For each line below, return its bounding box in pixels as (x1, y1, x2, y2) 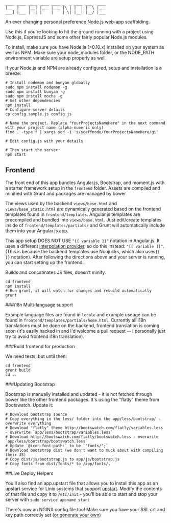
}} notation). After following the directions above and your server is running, (5, 254, 165, 260)
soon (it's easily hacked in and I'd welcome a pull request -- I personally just (5, 328, 166, 334)
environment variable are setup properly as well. (5, 55, 107, 61)
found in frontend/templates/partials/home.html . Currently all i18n (5, 317, 146, 323)
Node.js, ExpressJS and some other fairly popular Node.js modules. (5, 34, 148, 40)
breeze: (5, 70, 21, 76)
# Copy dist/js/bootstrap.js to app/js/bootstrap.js (5, 456, 120, 462)
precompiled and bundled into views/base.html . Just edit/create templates (5, 216, 162, 223)
